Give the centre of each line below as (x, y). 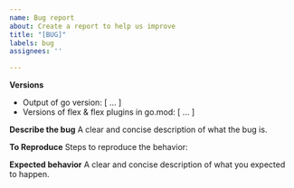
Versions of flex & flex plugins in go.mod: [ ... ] (109, 112)
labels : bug (32, 43)
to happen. (29, 174)
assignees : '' (36, 52)
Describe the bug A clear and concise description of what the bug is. (138, 130)
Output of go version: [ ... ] (72, 103)
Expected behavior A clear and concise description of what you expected (147, 164)
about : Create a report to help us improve (93, 26)
